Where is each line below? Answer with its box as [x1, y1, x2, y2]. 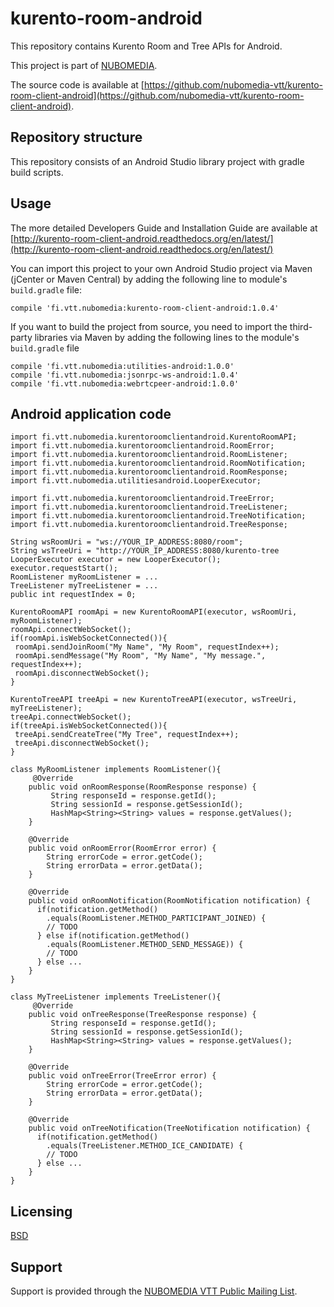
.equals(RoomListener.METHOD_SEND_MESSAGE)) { [46, 940, 244, 950]
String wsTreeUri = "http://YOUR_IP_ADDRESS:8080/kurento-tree [10, 546, 280, 556]
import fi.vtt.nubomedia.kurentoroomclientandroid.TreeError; [10, 493, 275, 504]
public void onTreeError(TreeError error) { [28, 1071, 217, 1081]
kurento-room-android [10, 7, 203, 30]
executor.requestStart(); [10, 563, 118, 574]
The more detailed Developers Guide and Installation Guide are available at [10, 222, 318, 234]
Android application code [10, 405, 172, 422]
